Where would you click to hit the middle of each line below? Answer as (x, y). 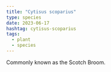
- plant (21, 40)
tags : (13, 34)
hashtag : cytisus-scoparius (41, 28)
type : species (24, 17)
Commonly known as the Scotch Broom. (56, 62)
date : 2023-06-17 (28, 23)
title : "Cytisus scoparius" (41, 12)
